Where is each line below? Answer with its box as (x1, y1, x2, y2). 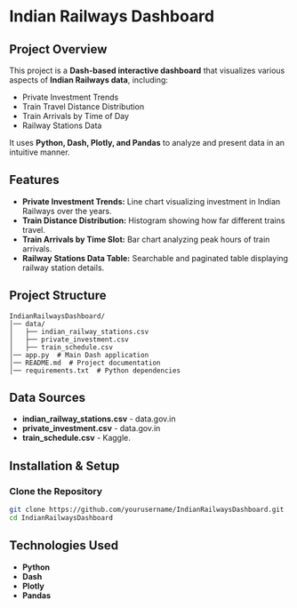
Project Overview (9, 42, 108, 57)
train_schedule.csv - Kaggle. (21, 433, 132, 444)
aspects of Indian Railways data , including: (9, 75, 169, 85)
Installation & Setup (9, 458, 120, 473)
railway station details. (21, 262, 105, 273)
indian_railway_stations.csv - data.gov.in (21, 413, 176, 424)
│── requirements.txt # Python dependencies (9, 366, 181, 375)
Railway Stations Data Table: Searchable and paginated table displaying (21, 252, 289, 263)
